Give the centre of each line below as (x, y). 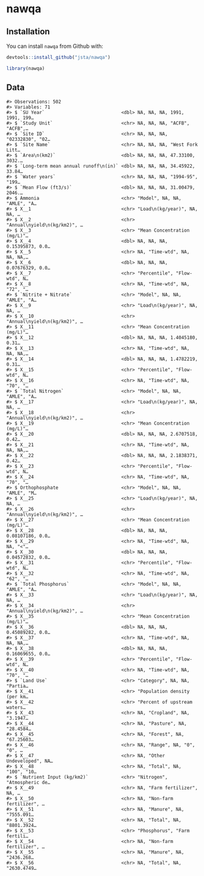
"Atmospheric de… (28, 782)
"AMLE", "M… (21, 493)
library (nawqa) (26, 68)
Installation (28, 32)
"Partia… (17, 686)
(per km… (17, 697)
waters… (16, 707)
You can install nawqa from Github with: (55, 46)
